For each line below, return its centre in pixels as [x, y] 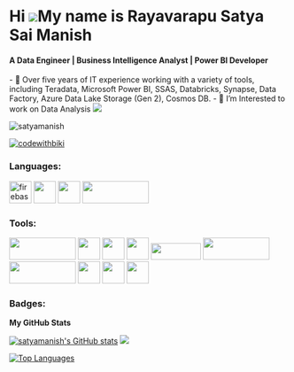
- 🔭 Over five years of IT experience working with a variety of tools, [132, 80]
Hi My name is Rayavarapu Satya [136, 16]
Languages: [35, 167]
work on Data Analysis [50, 109]
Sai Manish [51, 35]
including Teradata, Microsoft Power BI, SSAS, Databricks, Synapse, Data [143, 89]
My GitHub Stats [40, 323]
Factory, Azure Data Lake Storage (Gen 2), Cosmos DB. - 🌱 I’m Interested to [147, 98]
